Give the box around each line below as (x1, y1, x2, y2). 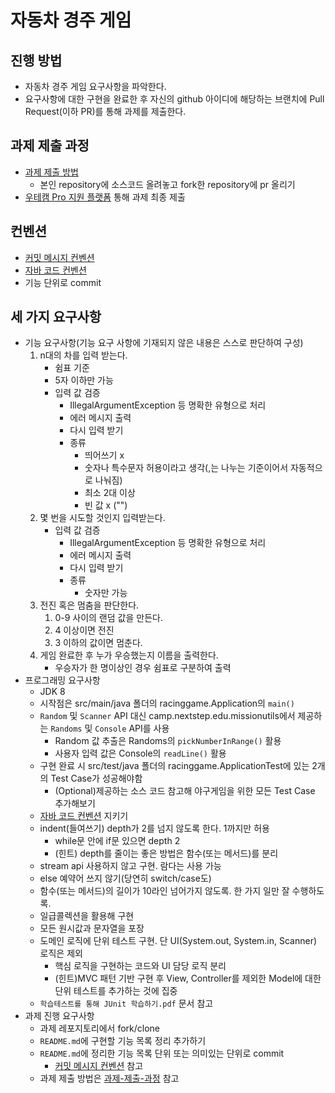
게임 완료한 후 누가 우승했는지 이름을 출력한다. (39, 649, 219, 661)
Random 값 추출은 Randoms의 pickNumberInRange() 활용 (54, 735, 282, 747)
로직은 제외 (39, 947, 83, 960)
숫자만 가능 (84, 587, 128, 599)
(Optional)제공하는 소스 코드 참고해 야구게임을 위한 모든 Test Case (54, 785, 316, 797)
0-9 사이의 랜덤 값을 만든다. (54, 612, 163, 624)
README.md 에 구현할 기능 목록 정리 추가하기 (39, 1035, 207, 1047)
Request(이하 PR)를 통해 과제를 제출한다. (24, 106, 187, 117)
